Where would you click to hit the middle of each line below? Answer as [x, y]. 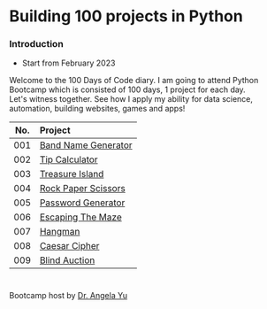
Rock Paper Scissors [82, 189]
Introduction [36, 44]
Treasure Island [72, 174]
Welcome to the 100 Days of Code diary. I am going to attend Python [134, 81]
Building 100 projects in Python [126, 16]
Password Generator [82, 203]
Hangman [60, 232]
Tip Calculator [69, 159]
